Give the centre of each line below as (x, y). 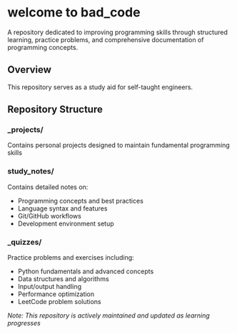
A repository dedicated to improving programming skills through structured (118, 32)
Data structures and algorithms (63, 279)
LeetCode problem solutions (59, 302)
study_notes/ (31, 171)
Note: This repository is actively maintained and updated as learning (109, 315)
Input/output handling (50, 287)
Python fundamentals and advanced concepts (86, 271)
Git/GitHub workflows (50, 216)
